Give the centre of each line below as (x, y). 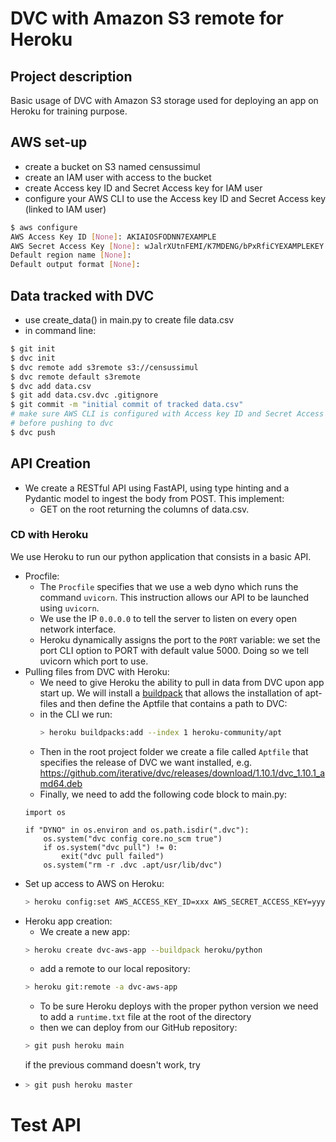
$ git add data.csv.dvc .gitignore (84, 395)
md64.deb (61, 783)
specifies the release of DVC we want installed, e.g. (146, 762)
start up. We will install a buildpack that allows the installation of (171, 693)
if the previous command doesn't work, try (112, 1065)
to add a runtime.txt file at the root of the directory (145, 1017)
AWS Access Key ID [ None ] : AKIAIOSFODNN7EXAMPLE (113, 237)
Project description (71, 76)
